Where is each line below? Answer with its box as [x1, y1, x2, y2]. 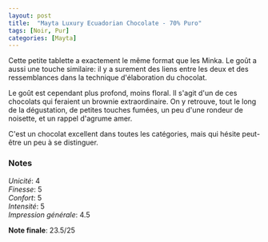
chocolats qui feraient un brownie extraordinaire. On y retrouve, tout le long [8, 97, 257, 106]
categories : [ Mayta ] [8, 34, 78, 42]
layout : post [8, 11, 52, 20]
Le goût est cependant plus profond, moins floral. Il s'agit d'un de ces [8, 89, 238, 98]
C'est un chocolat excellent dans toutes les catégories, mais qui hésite [8, 129, 241, 139]
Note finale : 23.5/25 [8, 225, 76, 235]
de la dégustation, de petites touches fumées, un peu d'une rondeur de [8, 105, 244, 115]
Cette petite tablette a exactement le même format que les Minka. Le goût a [8, 56, 258, 65]
